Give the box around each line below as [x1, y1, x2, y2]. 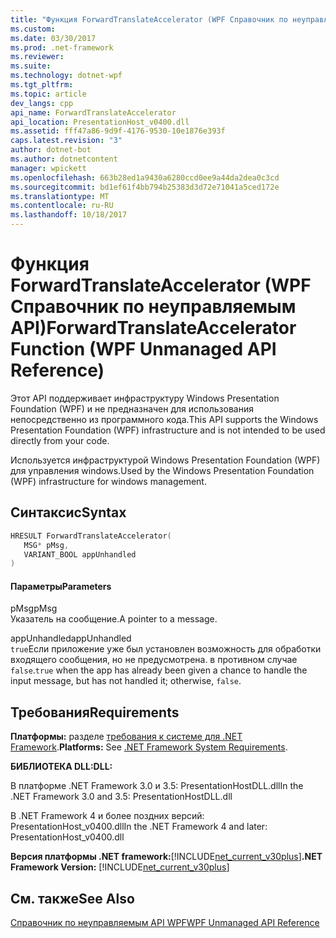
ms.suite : [10, 61, 52, 71]
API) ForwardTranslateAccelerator [10, 317, 297, 340]
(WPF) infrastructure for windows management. [10, 475, 207, 487]
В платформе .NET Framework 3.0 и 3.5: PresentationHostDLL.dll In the [10, 780, 304, 792]
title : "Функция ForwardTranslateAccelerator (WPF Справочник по [10, 14, 288, 25]
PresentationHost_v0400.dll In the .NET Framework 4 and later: [10, 821, 268, 833]
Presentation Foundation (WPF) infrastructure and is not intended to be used [10, 424, 326, 436]
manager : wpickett [10, 163, 87, 173]
